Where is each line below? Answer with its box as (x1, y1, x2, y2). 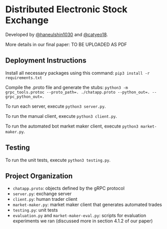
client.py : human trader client (12, 196, 78, 202)
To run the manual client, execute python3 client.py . (5, 113, 117, 119)
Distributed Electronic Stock (5, 4, 128, 15)
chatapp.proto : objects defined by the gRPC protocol (12, 185, 124, 192)
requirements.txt (5, 75, 43, 80)
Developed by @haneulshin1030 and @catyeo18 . (5, 31, 109, 37)
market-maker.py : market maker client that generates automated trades (12, 201, 162, 208)
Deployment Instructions (5, 56, 87, 65)
